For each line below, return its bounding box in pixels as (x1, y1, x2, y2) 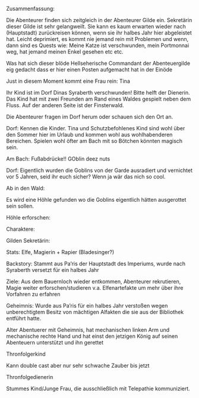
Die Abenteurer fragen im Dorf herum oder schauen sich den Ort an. (6, 113, 173, 120)
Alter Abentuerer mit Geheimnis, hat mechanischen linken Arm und (6, 327, 170, 333)
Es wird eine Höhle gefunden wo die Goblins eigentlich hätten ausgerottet (6, 196, 187, 203)
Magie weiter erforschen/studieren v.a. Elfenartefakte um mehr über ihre (6, 284, 184, 291)
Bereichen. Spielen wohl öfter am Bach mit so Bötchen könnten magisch (6, 137, 183, 145)
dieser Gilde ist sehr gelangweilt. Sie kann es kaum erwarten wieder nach (6, 23, 186, 30)
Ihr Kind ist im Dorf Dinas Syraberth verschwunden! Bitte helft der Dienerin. (6, 89, 190, 96)
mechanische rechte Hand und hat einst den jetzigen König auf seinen (6, 333, 178, 340)
